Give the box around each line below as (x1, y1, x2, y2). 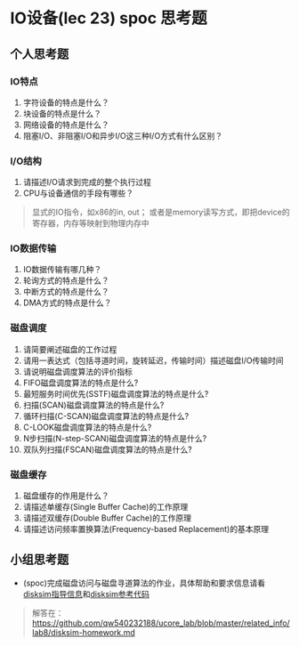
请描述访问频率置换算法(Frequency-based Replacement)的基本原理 (22, 524, 270, 535)
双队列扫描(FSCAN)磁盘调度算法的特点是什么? (22, 444, 192, 455)
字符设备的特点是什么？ (22, 97, 109, 108)
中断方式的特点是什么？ (22, 287, 109, 297)
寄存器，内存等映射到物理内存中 (31, 218, 149, 229)
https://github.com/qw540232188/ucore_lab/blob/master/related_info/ (31, 618, 290, 628)
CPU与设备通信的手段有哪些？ (22, 188, 134, 198)
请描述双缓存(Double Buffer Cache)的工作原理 (22, 513, 192, 523)
